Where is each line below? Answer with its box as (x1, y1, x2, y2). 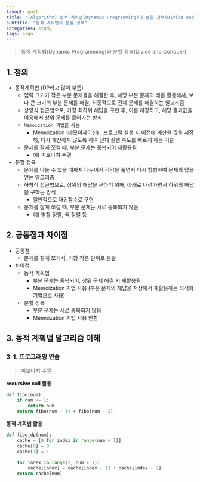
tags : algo (6, 31, 33, 37)
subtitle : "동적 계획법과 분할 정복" (6, 20, 88, 26)
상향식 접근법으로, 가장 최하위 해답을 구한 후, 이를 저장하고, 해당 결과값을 (23, 106, 193, 113)
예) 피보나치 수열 (32, 151, 72, 158)
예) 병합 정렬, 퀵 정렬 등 (32, 211, 88, 218)
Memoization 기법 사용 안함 (32, 314, 99, 321)
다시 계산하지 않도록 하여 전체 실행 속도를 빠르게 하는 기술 (41, 136, 174, 143)
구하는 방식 (30, 189, 56, 196)
